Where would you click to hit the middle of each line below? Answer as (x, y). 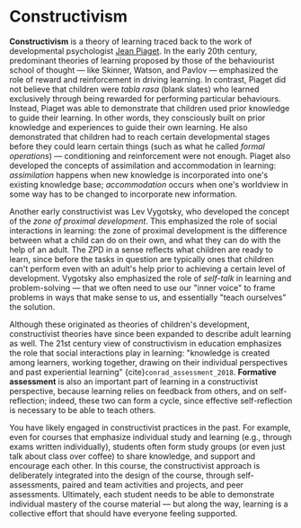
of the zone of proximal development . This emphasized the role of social (143, 221)
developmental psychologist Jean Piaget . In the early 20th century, (133, 50)
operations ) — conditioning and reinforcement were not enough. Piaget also (150, 155)
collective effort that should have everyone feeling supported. (124, 513)
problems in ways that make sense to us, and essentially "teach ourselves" (148, 297)
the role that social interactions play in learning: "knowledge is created (140, 353)
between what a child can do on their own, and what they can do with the (145, 240)
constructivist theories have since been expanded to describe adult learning (150, 333)
